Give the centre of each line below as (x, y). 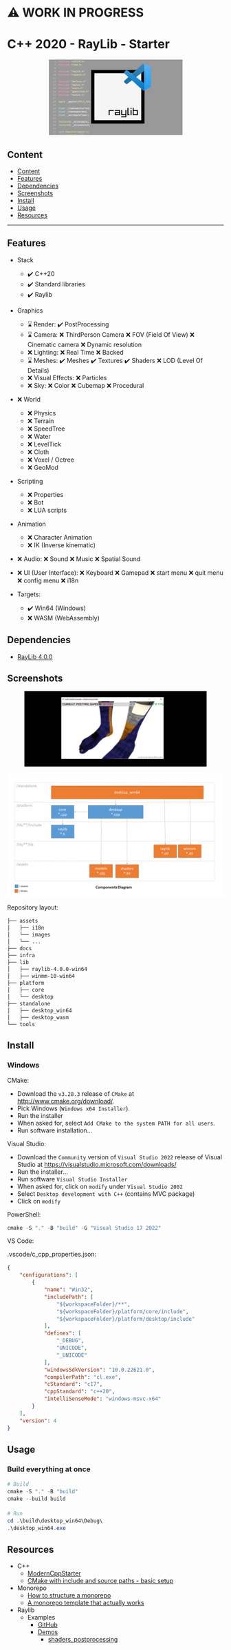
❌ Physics (42, 413)
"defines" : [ (62, 1333)
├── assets (23, 921)
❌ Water (39, 436)
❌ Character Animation (60, 537)
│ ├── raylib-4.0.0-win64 (47, 969)
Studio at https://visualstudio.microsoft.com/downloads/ (97, 1164)
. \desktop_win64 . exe (37, 1528)
